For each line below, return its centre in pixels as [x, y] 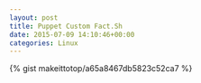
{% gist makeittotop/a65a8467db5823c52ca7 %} [101, 69]
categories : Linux [44, 43]
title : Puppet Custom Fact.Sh [66, 26]
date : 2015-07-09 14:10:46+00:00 [72, 34]
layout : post [34, 18]
